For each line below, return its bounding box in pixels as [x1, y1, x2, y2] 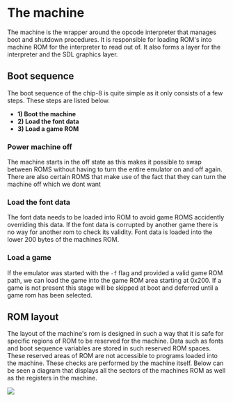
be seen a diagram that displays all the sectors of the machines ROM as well [7, 366, 226, 375]
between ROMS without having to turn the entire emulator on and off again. [7, 165, 223, 173]
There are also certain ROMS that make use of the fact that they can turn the [7, 173, 227, 181]
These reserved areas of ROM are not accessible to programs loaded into [7, 352, 218, 360]
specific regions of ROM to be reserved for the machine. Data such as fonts [7, 337, 224, 346]
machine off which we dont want [7, 180, 101, 189]
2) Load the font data [17, 117, 79, 125]
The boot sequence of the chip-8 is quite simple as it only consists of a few [7, 88, 223, 97]
